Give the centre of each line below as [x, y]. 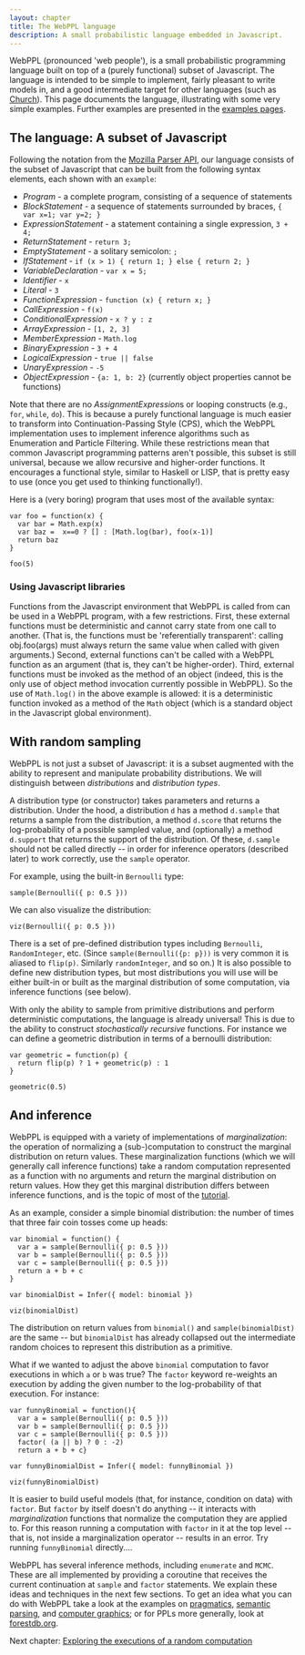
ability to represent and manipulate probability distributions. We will [136, 773]
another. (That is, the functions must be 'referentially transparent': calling [147, 636]
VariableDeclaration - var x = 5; [85, 271]
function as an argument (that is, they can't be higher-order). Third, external [152, 665]
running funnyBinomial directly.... [71, 1548]
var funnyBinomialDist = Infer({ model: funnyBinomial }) [122, 1466]
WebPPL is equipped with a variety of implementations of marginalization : [148, 1137]
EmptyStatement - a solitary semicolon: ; [100, 251]
